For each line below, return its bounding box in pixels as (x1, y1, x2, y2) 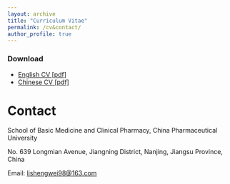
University (7, 133, 38, 143)
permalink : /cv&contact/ (7, 24, 81, 31)
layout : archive (7, 10, 56, 18)
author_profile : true (7, 30, 72, 38)
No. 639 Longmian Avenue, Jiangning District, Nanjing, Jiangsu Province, (7, 148, 224, 156)
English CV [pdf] (17, 70, 66, 78)
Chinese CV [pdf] (17, 78, 69, 86)
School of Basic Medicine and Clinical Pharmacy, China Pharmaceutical (7, 126, 218, 135)
